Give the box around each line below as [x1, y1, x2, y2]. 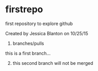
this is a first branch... [5, 50, 51, 56]
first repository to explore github [5, 20, 73, 27]
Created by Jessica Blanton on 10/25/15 [5, 30, 88, 36]
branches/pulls [12, 40, 44, 46]
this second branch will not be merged [12, 60, 93, 66]
